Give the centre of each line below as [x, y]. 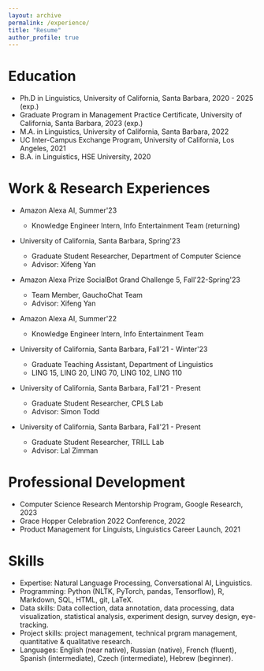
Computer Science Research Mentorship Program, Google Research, [131, 504]
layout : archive [35, 15]
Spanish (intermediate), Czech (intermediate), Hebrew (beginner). [126, 658]
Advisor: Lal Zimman [65, 450]
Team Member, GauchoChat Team [87, 295]
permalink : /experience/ [49, 23]
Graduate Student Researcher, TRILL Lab [98, 443]
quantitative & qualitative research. [76, 641]
